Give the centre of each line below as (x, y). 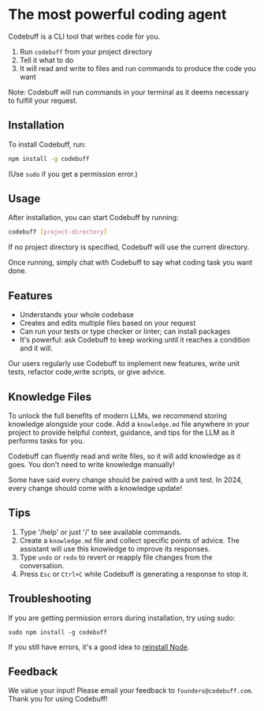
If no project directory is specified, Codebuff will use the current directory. (129, 247)
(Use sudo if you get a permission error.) (73, 174)
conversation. (42, 565)
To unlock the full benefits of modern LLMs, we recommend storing (117, 415)
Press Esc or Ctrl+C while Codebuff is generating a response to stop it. (134, 574)
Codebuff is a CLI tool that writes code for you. (84, 36)
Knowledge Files (50, 397)
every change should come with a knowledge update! (95, 488)
